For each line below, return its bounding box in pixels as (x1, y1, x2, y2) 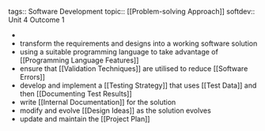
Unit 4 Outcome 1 (8, 15, 65, 24)
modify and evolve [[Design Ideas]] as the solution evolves (19, 106, 211, 115)
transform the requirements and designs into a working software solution (19, 39, 258, 48)
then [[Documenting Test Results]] (19, 89, 132, 98)
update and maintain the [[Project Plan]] (19, 114, 150, 123)
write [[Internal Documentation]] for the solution (19, 98, 176, 107)
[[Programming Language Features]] (19, 55, 139, 65)
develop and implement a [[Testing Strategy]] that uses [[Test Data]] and (19, 80, 257, 90)
